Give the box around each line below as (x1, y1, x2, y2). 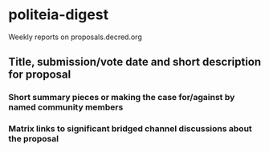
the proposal (8, 134, 59, 145)
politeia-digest (8, 6, 109, 24)
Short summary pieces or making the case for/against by (8, 92, 235, 103)
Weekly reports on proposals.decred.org (8, 32, 142, 42)
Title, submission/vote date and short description (8, 55, 262, 69)
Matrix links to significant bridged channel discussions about (8, 123, 253, 134)
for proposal (8, 68, 71, 82)
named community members (8, 102, 124, 113)
